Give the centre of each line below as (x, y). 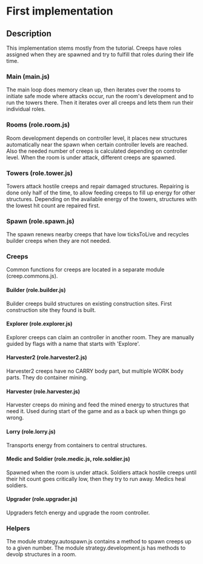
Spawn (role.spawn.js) (40, 221)
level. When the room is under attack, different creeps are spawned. (91, 157)
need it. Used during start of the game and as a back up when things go (96, 411)
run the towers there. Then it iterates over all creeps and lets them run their (100, 103)
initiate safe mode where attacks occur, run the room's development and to (100, 96)
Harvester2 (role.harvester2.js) (47, 357)
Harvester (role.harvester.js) (43, 391)
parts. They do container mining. (47, 377)
